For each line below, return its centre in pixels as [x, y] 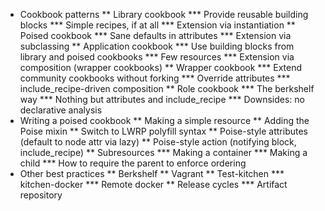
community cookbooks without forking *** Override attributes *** [155, 78]
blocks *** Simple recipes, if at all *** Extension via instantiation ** [157, 25]
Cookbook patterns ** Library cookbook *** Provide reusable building [164, 14]
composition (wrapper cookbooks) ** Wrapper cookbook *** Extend [161, 67]
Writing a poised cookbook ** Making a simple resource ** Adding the [164, 120]
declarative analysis [61, 110]
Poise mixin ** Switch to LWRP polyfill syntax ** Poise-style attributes [164, 131]
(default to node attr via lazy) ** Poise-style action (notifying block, [158, 142]
